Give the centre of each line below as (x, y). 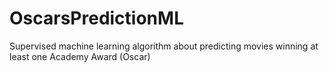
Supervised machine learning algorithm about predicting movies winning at (164, 46)
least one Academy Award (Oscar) (80, 56)
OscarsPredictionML (96, 18)
